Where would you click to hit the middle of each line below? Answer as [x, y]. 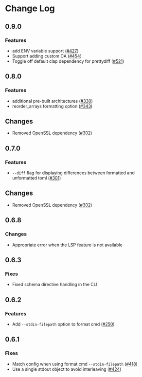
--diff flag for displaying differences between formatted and [73, 173]
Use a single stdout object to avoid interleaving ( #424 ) [67, 369]
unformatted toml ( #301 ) [36, 178]
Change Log [30, 9]
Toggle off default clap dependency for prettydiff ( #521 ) [68, 61]
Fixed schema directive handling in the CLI [55, 285]
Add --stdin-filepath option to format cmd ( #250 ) [63, 324]
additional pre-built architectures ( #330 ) [53, 101]
